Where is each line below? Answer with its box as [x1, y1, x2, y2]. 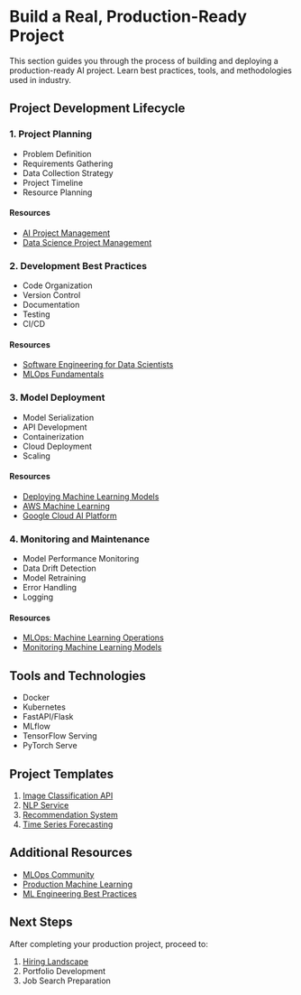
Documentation [22, 300, 80, 311]
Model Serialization [22, 412, 95, 423]
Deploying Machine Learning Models [22, 490, 160, 502]
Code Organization [22, 280, 93, 291]
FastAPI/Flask [22, 711, 74, 722]
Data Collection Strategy [22, 167, 114, 178]
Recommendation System [22, 809, 119, 820]
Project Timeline [22, 177, 84, 188]
